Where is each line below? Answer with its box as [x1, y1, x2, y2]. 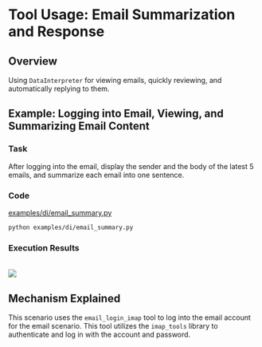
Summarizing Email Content [8, 120, 150, 133]
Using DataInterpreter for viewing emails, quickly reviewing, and [8, 76, 222, 85]
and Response [8, 22, 105, 41]
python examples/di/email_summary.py [8, 223, 134, 231]
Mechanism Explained [8, 291, 121, 305]
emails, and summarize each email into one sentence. [8, 170, 185, 179]
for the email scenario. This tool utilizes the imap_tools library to [8, 321, 218, 330]
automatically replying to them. [8, 84, 110, 93]
